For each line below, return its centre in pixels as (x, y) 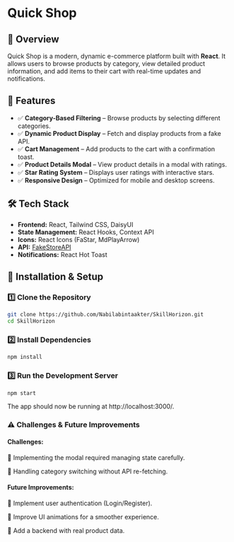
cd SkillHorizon (31, 321)
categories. (34, 126)
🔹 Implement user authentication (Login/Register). (80, 503)
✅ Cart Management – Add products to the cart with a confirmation (116, 149)
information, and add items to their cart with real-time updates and (104, 71)
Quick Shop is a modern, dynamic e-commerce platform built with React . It (117, 56)
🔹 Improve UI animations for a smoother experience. (83, 517)
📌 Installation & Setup (55, 277)
